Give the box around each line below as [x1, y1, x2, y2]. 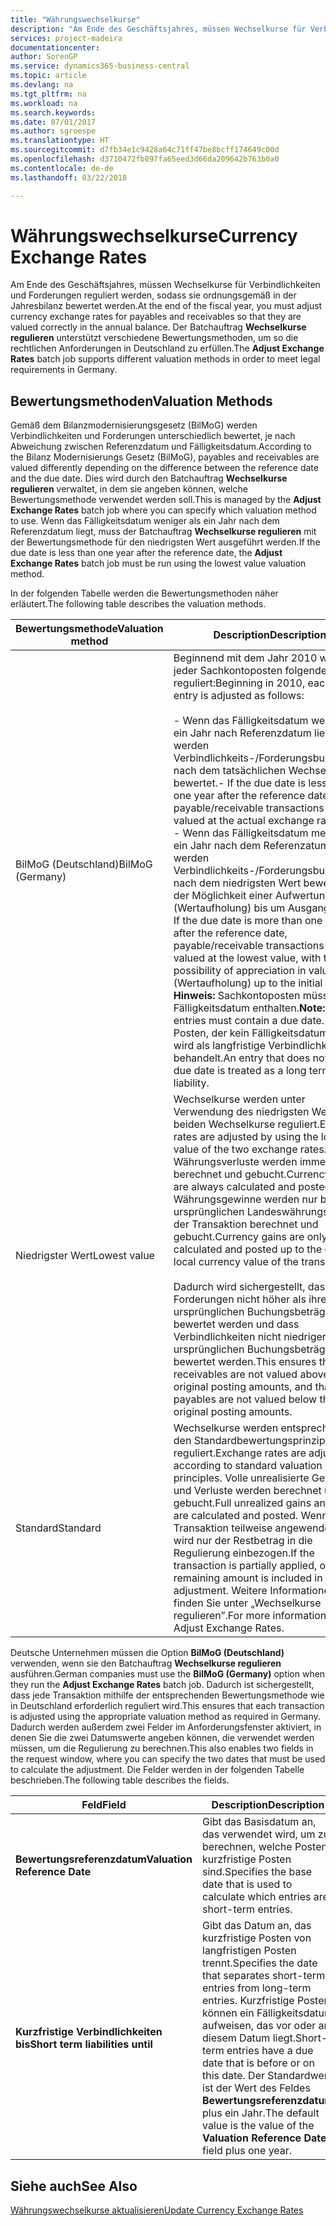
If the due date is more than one [173, 914, 323, 928]
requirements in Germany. [10, 364, 118, 376]
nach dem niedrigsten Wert [173, 876, 302, 890]
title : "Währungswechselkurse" [10, 14, 141, 25]
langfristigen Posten [202, 1944, 297, 1958]
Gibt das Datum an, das [202, 1919, 312, 1933]
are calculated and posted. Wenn [173, 1509, 328, 1523]
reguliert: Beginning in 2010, [173, 676, 306, 690]
